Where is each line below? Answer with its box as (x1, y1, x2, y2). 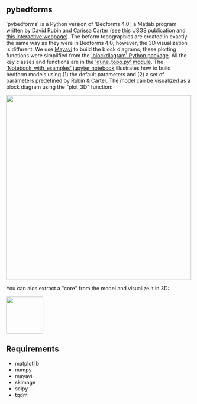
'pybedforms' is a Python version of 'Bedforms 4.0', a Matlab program (6, 20, 177, 27)
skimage (14, 379, 36, 386)
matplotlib (14, 360, 40, 367)
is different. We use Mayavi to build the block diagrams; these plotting (6, 46, 176, 53)
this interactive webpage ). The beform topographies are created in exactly (6, 33, 188, 40)
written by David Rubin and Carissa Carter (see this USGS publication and (6, 27, 186, 34)
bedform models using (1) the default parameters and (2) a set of (6, 70, 164, 77)
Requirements (6, 344, 59, 354)
